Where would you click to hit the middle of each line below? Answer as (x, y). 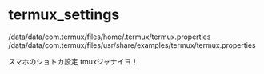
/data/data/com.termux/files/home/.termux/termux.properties (110, 37)
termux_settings (64, 15)
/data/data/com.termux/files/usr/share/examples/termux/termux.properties (132, 45)
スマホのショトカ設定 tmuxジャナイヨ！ (73, 61)
